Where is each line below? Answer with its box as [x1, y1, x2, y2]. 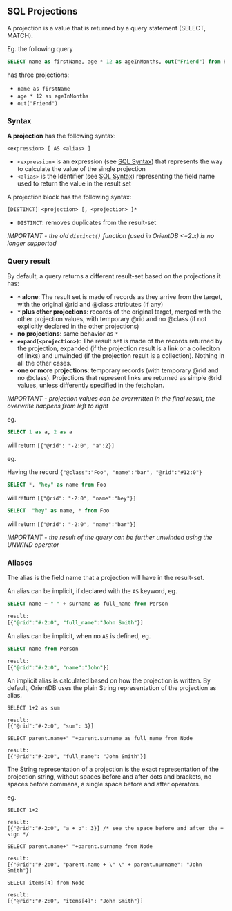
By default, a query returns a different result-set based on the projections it [7, 272, 221, 280]
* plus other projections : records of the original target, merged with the [17, 307, 222, 316]
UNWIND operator [7, 540, 59, 549]
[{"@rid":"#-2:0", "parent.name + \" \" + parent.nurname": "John [7, 861, 202, 868]
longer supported [7, 239, 57, 247]
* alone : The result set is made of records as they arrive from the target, [17, 293, 223, 301]
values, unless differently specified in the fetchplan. [17, 381, 164, 390]
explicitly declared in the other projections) [17, 322, 139, 331]
